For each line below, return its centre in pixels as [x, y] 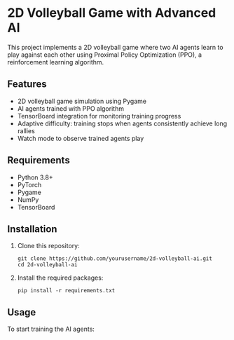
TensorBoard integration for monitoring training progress [99, 116]
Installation [32, 229]
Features [27, 84]
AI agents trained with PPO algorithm [71, 108]
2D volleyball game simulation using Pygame [82, 101]
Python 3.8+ [35, 177]
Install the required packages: [60, 278]
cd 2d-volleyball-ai [47, 265]
